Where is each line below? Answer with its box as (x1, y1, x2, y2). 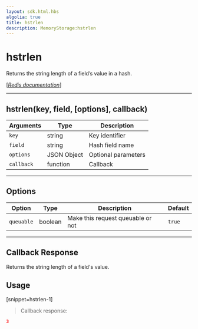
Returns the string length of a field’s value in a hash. (6, 70, 133, 77)
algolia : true (6, 14, 41, 20)
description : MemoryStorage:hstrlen (6, 25, 96, 31)
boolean (39, 218, 62, 226)
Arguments (9, 121, 41, 130)
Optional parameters (88, 151, 146, 159)
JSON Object (47, 151, 84, 159)
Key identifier (88, 131, 126, 139)
